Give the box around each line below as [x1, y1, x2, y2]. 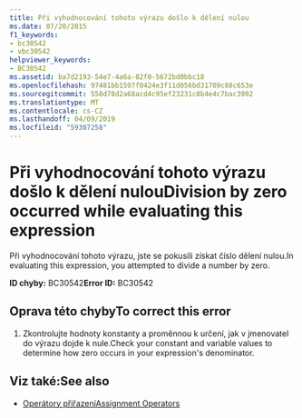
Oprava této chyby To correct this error [9, 304, 231, 319]
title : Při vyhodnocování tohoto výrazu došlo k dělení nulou [9, 13, 249, 23]
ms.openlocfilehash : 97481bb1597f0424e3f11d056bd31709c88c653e [9, 81, 254, 90]
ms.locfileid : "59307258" [9, 124, 107, 133]
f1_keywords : [9, 30, 59, 39]
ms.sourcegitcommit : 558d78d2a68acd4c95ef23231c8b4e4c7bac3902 [9, 89, 254, 98]
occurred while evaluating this [9, 201, 243, 222]
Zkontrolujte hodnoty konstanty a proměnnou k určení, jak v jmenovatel [22, 328, 289, 339]
